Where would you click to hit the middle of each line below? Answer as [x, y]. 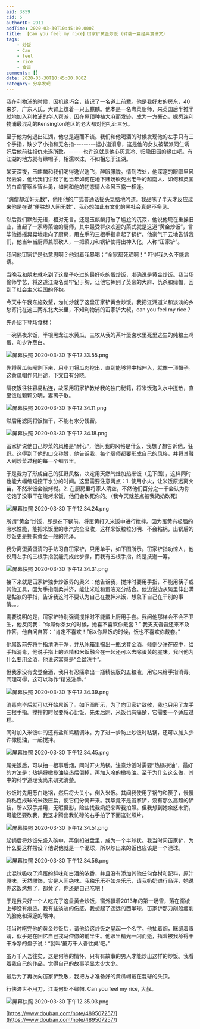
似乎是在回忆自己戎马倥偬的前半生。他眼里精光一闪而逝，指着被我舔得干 [105, 936]
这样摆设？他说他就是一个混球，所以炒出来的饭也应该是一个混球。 [102, 848]
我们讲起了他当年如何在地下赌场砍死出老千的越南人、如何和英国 [115, 179]
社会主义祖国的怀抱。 [43, 289]
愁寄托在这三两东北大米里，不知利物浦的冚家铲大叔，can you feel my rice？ [99, 310]
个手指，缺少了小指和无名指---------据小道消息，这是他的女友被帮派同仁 [95, 144]
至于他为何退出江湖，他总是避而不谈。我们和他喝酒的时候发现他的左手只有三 [100, 137]
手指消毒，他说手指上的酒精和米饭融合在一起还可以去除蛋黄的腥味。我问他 [97, 652]
